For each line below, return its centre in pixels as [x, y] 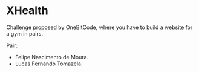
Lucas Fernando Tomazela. [49, 64]
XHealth [27, 11]
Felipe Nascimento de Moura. [52, 57]
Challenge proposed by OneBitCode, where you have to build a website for [99, 27]
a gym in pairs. [25, 33]
